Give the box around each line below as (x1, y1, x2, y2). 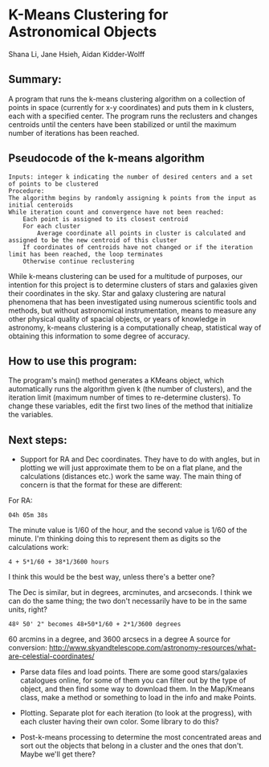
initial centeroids (8, 201, 74, 209)
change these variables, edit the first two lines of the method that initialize (8, 401, 253, 411)
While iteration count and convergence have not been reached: (8, 207, 225, 216)
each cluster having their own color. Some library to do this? (19, 717, 219, 727)
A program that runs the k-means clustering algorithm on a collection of (8, 94, 246, 104)
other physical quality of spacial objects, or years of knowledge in (8, 314, 226, 323)
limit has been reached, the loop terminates (8, 250, 163, 258)
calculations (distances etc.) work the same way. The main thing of (19, 472, 243, 482)
